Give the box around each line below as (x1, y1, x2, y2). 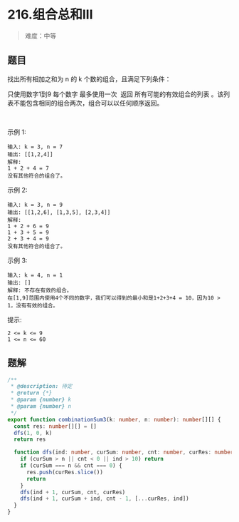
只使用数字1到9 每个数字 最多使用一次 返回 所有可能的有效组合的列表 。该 (7, 90, 224, 98)
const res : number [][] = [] (14, 422, 97, 430)
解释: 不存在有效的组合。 (7, 287, 73, 294)
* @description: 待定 (10, 383, 73, 390)
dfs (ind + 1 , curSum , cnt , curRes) (20, 488, 126, 496)
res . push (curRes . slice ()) (26, 469, 103, 476)
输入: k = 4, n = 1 (7, 272, 63, 279)
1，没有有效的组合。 (7, 302, 59, 309)
